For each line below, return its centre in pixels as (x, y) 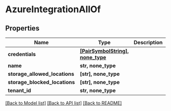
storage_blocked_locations (41, 82)
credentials (22, 54)
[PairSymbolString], (104, 51)
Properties (22, 28)
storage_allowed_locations (41, 74)
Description (148, 43)
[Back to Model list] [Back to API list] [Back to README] (64, 103)
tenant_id (20, 90)
